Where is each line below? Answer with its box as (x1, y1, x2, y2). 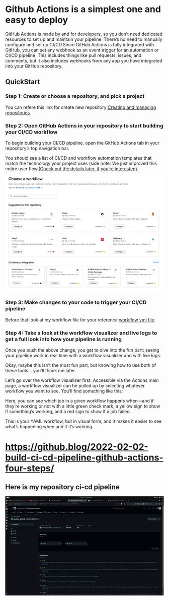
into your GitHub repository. (5, 63, 63, 69)
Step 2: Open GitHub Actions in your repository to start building (5, 122, 163, 129)
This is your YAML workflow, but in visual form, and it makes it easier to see (5, 418, 162, 424)
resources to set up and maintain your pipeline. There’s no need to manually (5, 36, 162, 42)
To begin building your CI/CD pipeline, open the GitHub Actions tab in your (5, 140, 159, 146)
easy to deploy (5, 14, 68, 26)
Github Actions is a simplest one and (5, 4, 161, 15)
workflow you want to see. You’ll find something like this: (5, 388, 123, 394)
